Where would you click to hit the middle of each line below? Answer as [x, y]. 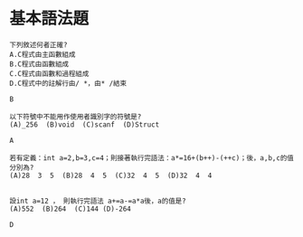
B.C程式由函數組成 [39, 64]
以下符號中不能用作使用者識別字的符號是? [76, 117]
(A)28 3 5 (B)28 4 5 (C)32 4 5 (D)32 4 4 [111, 175]
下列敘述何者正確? [38, 45]
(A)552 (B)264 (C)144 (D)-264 [70, 209]
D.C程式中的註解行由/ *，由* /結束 [68, 83]
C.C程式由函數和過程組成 [49, 73]
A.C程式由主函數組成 [43, 54]
